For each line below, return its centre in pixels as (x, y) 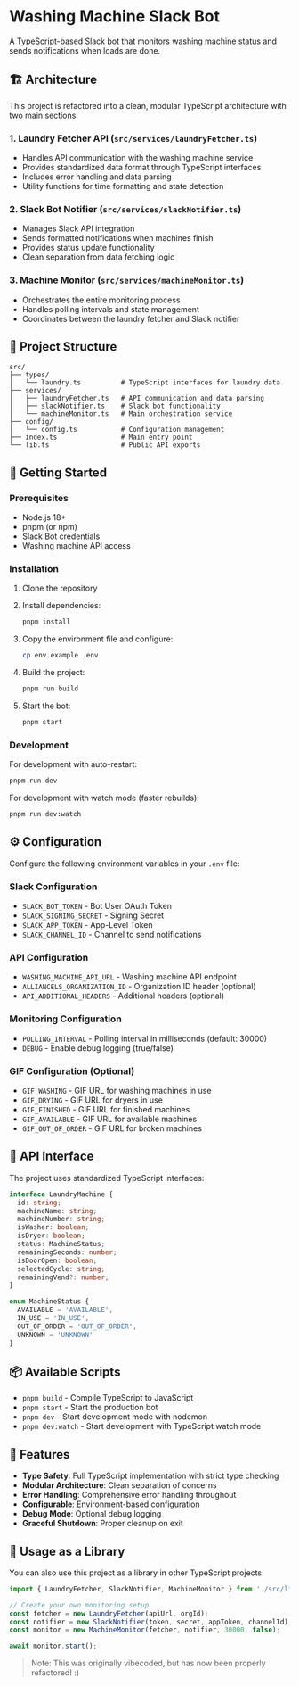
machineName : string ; (57, 1211)
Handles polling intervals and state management (111, 309)
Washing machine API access (76, 546)
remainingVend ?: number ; (63, 1277)
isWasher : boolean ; (53, 1227)
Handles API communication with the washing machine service (137, 158)
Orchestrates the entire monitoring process (101, 300)
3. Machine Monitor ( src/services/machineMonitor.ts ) (127, 280)
